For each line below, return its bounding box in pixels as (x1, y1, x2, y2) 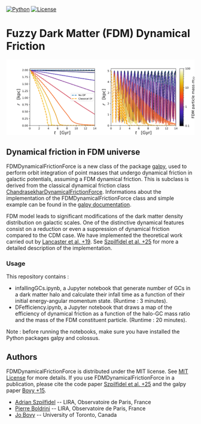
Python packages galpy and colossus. (6, 335, 100, 342)
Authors (6, 351, 38, 362)
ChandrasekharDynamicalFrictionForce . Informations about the (6, 188, 162, 196)
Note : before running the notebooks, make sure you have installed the (6, 328, 180, 335)
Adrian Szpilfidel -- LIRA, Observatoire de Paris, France (14, 399, 151, 406)
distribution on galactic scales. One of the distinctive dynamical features (6, 219, 184, 226)
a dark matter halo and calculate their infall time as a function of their (14, 291, 185, 298)
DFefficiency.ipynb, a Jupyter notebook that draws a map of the (14, 303, 172, 311)
